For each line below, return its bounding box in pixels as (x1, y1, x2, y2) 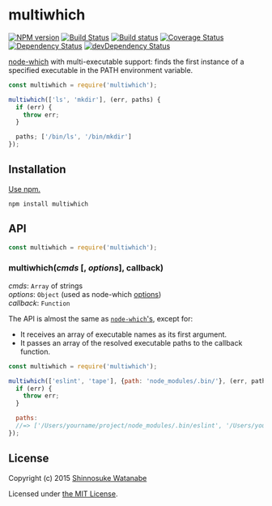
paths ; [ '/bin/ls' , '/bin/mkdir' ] (15, 133, 132, 141)
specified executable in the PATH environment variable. (8, 65, 193, 74)
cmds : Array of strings (8, 281, 83, 291)
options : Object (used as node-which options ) (8, 289, 162, 299)
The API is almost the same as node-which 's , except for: (8, 313, 193, 323)
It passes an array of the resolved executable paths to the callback (19, 338, 243, 347)
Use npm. (8, 184, 41, 193)
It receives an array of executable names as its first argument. (19, 330, 227, 339)
